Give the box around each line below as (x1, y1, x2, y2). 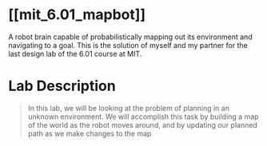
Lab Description (8, 77, 116, 95)
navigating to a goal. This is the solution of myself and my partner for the (8, 40, 248, 49)
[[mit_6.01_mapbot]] (8, 6, 146, 24)
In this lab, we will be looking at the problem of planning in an (27, 103, 230, 112)
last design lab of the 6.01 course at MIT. (8, 49, 142, 58)
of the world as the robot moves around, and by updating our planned (27, 120, 257, 129)
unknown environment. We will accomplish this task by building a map (27, 112, 259, 121)
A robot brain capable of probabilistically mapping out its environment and (8, 32, 253, 41)
